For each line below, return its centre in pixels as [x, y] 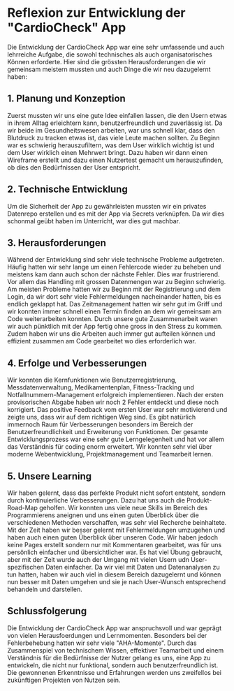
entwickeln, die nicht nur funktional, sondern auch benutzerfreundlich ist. [113, 665]
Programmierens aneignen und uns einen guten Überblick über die [103, 515]
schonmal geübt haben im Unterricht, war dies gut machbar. [94, 221]
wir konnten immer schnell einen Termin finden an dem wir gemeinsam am [115, 311]
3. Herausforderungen [57, 243]
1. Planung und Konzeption [66, 99]
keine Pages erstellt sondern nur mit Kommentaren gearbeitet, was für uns [115, 545]
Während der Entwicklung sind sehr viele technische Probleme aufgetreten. [116, 260]
